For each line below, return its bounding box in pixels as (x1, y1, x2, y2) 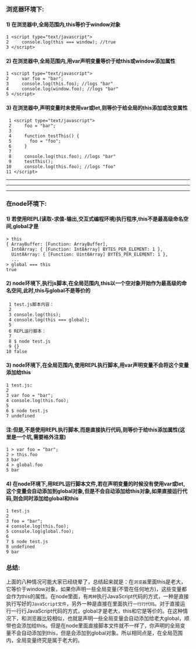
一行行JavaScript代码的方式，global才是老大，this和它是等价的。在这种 (10, 607, 183, 615)
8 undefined (6, 544, 35, 550)
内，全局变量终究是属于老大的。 (6, 636, 83, 644)
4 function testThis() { (8, 133, 80, 139)
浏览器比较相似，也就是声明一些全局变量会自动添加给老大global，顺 (26, 615, 190, 622)
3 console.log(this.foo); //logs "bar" (6, 81, 114, 87)
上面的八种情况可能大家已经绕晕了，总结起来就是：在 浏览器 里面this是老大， (6, 578, 187, 585)
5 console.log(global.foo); (6, 529, 75, 534)
